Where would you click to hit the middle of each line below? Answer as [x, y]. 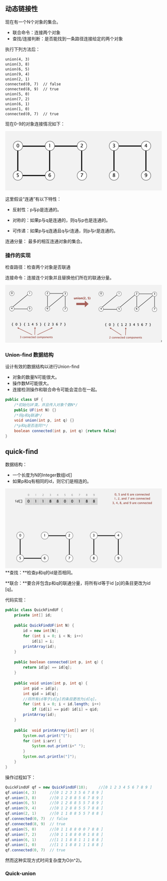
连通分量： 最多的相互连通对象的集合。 [45, 241]
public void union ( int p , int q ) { [51, 683]
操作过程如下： [20, 777]
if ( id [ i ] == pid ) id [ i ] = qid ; [65, 709]
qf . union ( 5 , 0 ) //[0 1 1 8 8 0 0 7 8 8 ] [54, 829]
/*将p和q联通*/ [28, 415]
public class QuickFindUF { [34, 610]
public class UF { [24, 399]
